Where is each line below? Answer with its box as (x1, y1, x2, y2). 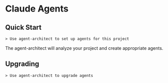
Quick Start (5, 23, 42, 32)
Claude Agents (5, 3, 69, 15)
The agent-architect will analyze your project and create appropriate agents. (5, 45, 163, 51)
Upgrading (5, 60, 39, 68)
